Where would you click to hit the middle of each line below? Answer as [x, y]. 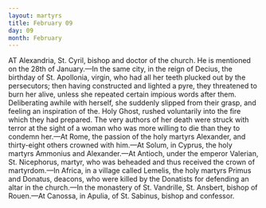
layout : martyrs [35, 16]
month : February [35, 38]
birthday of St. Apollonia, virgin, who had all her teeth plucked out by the [127, 77]
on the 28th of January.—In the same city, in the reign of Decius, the [120, 69]
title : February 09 [41, 23]
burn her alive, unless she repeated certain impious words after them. [122, 94]
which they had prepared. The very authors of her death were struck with [129, 120]
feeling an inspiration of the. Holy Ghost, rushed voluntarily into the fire [125, 112]
